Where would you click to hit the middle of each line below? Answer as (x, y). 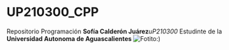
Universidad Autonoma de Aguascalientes (69, 38)
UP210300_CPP (53, 12)
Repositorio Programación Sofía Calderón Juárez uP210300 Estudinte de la (114, 31)
